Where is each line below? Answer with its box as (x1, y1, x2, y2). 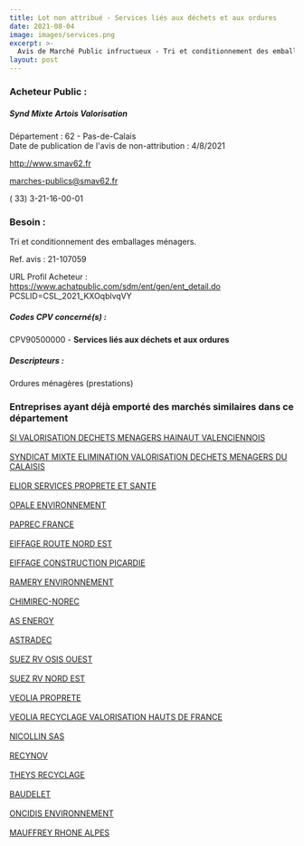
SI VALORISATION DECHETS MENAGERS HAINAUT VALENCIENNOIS (9, 433, 265, 443)
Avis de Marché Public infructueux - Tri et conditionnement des (17, 47, 270, 56)
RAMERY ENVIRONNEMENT (9, 577, 115, 588)
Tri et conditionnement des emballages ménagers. (9, 237, 197, 248)
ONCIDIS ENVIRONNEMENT (9, 808, 115, 819)
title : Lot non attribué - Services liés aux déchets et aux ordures (9, 13, 278, 23)
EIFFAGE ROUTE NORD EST (9, 539, 113, 549)
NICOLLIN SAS (9, 731, 65, 742)
